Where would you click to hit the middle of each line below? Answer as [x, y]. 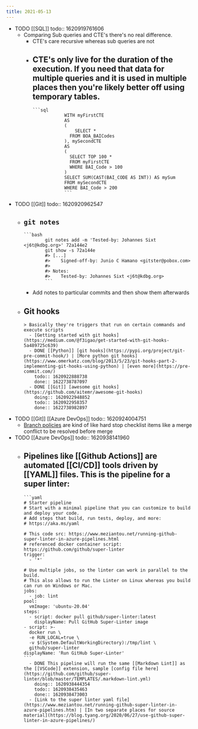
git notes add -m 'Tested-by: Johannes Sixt [100, 240]
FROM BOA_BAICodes [92, 136]
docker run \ [45, 632]
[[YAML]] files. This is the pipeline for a [97, 475]
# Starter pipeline [48, 503]
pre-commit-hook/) [46, 356]
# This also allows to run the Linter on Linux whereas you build [107, 580]
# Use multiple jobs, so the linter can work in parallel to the [106, 570]
